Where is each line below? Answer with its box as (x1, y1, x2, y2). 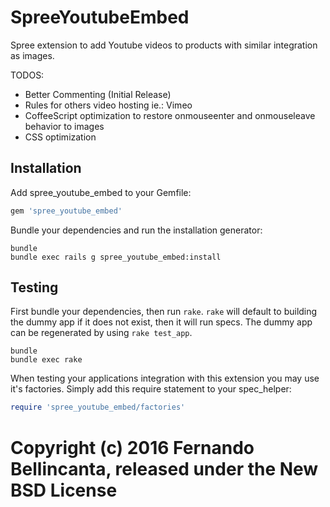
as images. (10, 49, 55, 61)
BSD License (10, 479, 118, 501)
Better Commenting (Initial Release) (24, 88, 172, 100)
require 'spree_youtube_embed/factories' (10, 402, 186, 413)
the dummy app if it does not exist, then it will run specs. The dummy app (10, 316, 313, 328)
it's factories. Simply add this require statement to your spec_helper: (10, 383, 292, 395)
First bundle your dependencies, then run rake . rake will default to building (10, 306, 318, 318)
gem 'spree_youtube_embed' (10, 206, 123, 216)
